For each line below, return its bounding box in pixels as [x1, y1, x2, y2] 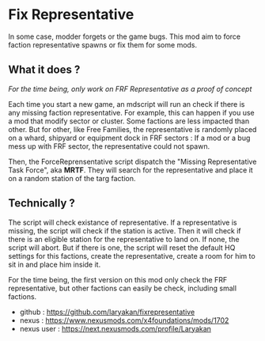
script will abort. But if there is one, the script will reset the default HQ [8, 243, 236, 252]
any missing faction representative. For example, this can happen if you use [8, 108, 255, 117]
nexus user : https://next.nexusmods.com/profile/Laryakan [19, 324, 212, 333]
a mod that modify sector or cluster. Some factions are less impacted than [8, 116, 250, 126]
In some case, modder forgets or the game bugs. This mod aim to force [8, 32, 241, 41]
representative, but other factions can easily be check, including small [8, 283, 237, 293]
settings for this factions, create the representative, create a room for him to [8, 251, 256, 260]
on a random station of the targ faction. [8, 173, 136, 183]
